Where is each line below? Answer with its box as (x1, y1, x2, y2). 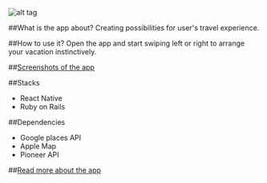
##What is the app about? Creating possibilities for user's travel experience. (8, 23, 260, 32)
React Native (19, 93, 63, 103)
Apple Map (19, 141, 57, 151)
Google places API (19, 133, 82, 142)
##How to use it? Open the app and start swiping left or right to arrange (8, 38, 245, 48)
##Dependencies (8, 117, 66, 127)
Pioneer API (19, 150, 59, 159)
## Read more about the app (8, 165, 102, 175)
